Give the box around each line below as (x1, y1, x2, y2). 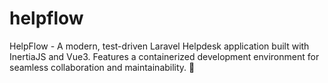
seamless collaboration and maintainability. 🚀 (9, 61, 196, 73)
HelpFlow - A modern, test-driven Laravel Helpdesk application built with (9, 40, 310, 52)
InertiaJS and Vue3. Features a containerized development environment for (9, 50, 320, 62)
